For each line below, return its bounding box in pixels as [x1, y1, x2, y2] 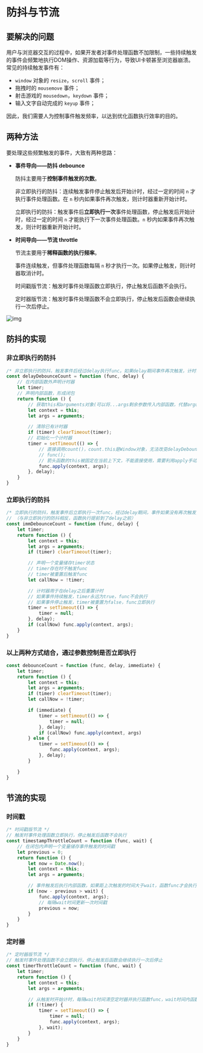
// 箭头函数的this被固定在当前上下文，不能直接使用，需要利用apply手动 [38, 457, 198, 463]
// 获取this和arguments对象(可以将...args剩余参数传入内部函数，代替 [28, 401, 187, 408]
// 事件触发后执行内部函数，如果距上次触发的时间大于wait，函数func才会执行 [28, 883, 198, 889]
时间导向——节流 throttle [14, 236, 79, 243]
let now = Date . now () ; [28, 860, 85, 866]
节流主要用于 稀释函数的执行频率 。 [14, 249, 100, 256]
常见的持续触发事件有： [6, 64, 65, 71]
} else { [28, 736, 50, 742]
